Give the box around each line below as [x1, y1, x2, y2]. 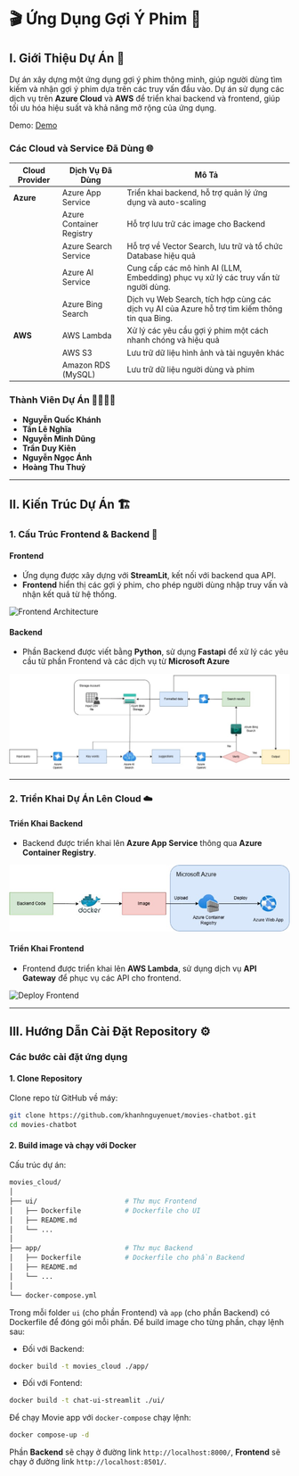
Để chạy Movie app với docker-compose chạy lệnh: [9, 1413, 191, 1423]
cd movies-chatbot [9, 1121, 77, 1130]
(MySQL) [61, 369, 96, 379]
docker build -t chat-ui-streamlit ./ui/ [9, 1396, 166, 1406]
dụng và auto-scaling [126, 197, 206, 208]
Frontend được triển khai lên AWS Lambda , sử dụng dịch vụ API [21, 963, 257, 974]
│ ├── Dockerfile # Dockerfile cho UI [9, 1206, 201, 1215]
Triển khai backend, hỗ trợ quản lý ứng [126, 187, 268, 198]
